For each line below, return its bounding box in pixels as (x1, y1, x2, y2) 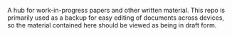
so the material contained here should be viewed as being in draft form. (7, 21, 217, 29)
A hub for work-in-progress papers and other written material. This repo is (7, 6, 226, 14)
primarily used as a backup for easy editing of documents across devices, (7, 13, 225, 22)
